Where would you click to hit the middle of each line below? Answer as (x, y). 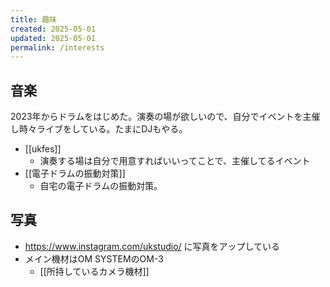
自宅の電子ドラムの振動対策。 (101, 186)
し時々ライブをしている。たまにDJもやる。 (99, 129)
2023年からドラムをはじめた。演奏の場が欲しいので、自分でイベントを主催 (165, 117)
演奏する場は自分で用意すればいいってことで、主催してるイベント (175, 161)
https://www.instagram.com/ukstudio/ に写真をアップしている (152, 246)
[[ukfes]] (43, 149)
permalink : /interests (57, 47)
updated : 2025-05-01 (53, 38)
